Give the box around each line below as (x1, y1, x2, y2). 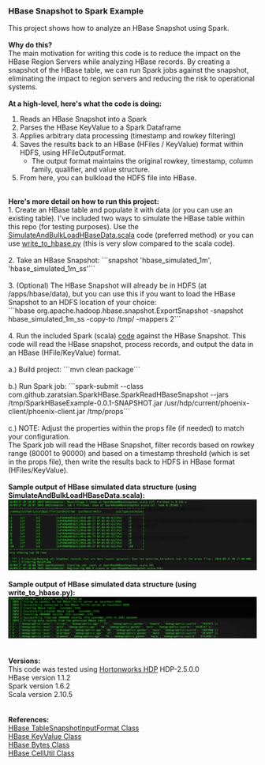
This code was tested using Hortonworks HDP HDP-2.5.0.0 (8, 665, 200, 674)
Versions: (8, 656, 41, 665)
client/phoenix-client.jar (8, 407, 86, 416)
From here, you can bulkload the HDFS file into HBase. (19, 173, 197, 183)
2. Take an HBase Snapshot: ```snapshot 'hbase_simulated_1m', (8, 255, 212, 266)
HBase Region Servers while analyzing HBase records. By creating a (8, 57, 230, 66)
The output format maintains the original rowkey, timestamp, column (31, 156, 254, 166)
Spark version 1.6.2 (8, 681, 71, 691)
